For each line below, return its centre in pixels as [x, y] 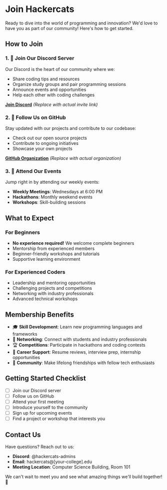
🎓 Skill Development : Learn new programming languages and [77, 327]
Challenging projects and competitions [52, 288]
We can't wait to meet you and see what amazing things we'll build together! [84, 477]
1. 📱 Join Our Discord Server [40, 58]
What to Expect [29, 218]
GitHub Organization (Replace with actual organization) [63, 158]
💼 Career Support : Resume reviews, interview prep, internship [76, 352]
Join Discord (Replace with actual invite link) [51, 104]
